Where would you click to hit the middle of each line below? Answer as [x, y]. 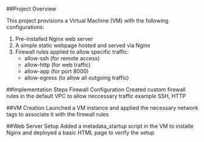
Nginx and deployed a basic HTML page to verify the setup [80, 133]
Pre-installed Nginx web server [54, 39]
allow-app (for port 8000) [56, 71]
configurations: [25, 27]
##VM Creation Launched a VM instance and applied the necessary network [102, 108]
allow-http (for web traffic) [58, 65]
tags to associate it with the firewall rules [58, 114]
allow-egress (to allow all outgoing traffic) [76, 78]
